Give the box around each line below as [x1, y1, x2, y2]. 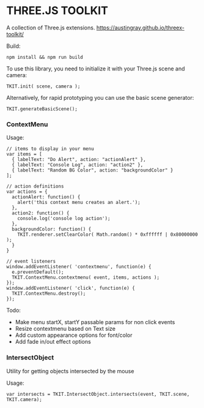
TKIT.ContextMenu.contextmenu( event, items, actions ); [12, 274, 160, 281]
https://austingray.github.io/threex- [96, 24, 185, 31]
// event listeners [6, 259, 56, 265]
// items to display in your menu [6, 146, 95, 152]
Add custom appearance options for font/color [15, 331, 133, 339]
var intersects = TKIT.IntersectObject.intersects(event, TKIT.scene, [6, 391, 190, 397]
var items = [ [6, 151, 43, 157]
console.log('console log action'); [17, 216, 111, 222]
